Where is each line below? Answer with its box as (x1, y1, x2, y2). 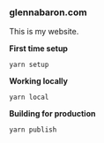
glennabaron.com (9, 6, 87, 19)
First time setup (9, 43, 69, 54)
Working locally (9, 76, 69, 87)
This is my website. (9, 26, 79, 37)
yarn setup (9, 60, 49, 70)
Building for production (9, 109, 96, 119)
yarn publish (9, 125, 57, 134)
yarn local (9, 93, 49, 102)
